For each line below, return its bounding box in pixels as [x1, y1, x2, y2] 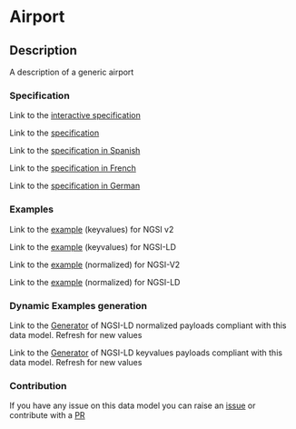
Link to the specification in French [9, 163, 136, 174]
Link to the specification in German [9, 180, 141, 192]
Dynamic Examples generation [9, 299, 148, 312]
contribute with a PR [9, 410, 85, 421]
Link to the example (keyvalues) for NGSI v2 [9, 224, 174, 234]
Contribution [9, 379, 67, 392]
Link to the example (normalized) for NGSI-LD [9, 276, 181, 287]
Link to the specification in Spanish [9, 145, 141, 156]
